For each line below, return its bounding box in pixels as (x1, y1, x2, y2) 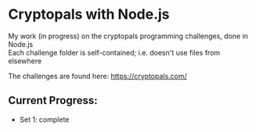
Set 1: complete (19, 115, 70, 124)
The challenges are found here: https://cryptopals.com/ (8, 71, 188, 80)
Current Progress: (8, 94, 98, 107)
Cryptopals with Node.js (8, 5, 170, 23)
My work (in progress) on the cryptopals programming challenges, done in (8, 31, 249, 41)
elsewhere (8, 56, 41, 66)
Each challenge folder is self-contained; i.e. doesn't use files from (8, 48, 221, 57)
